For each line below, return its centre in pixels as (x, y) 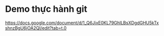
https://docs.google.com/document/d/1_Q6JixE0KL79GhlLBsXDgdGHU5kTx (82, 23)
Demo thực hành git (46, 9)
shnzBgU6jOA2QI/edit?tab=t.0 (36, 28)
